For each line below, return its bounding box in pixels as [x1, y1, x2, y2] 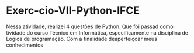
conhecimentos [6, 41, 44, 48]
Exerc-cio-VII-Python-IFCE [6, 4, 140, 17]
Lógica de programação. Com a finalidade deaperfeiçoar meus [6, 35, 158, 42]
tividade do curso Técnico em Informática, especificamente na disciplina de [6, 29, 189, 36]
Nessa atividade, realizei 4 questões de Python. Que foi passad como [6, 23, 174, 30]
